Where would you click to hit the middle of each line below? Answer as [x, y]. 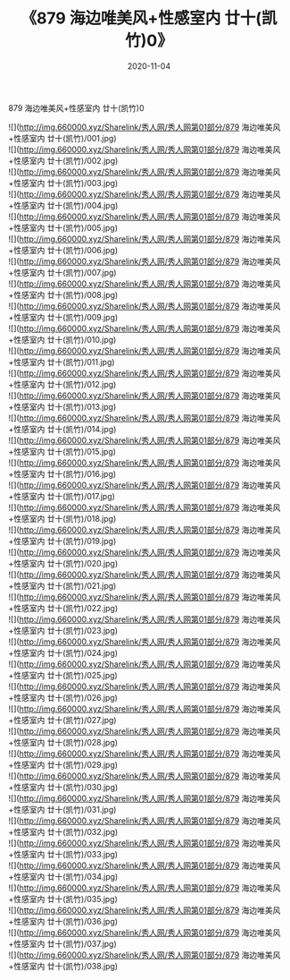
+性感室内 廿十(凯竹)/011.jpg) [62, 362]
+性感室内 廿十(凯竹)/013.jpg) [62, 406]
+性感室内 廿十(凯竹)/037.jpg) [62, 943]
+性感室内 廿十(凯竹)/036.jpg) [63, 921]
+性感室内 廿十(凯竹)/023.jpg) [63, 630]
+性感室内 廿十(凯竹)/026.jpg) [63, 697]
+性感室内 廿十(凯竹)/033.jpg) [63, 854]
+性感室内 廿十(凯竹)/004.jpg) [63, 205]
